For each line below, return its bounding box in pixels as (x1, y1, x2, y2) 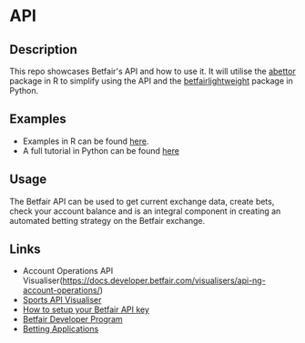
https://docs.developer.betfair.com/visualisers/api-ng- (62, 275, 266, 287)
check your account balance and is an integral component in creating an (9, 206, 281, 217)
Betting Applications (22, 324, 99, 335)
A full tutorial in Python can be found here (22, 145, 180, 156)
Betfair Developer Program (22, 314, 123, 325)
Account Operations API (22, 266, 114, 277)
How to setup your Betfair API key (22, 304, 150, 315)
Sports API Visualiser (22, 295, 102, 306)
